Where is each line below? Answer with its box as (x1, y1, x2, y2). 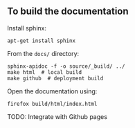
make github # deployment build (7, 75, 104, 82)
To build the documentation (7, 6, 129, 17)
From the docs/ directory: (7, 49, 80, 57)
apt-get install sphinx (7, 37, 76, 44)
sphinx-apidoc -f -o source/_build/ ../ (7, 62, 126, 70)
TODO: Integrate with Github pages (7, 112, 107, 120)
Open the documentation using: (7, 86, 98, 95)
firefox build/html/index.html (7, 100, 98, 107)
